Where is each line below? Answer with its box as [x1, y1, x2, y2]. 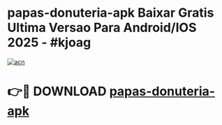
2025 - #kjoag [7, 35, 91, 50]
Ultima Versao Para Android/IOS [7, 20, 197, 36]
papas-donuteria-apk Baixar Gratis [7, 5, 214, 21]
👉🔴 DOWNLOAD [7, 84, 107, 99]
